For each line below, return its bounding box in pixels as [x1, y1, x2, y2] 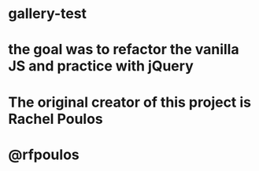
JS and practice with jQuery [8, 57, 194, 75]
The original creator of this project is [8, 93, 252, 111]
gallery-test [8, 5, 87, 23]
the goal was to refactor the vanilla [8, 41, 239, 59]
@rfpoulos [8, 146, 80, 163]
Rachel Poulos [8, 110, 104, 128]
